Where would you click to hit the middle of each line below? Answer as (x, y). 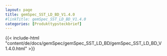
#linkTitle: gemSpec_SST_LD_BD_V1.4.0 (46, 19)
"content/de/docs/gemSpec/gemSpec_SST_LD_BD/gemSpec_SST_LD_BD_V (83, 43)
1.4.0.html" (16, 48)
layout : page (19, 10)
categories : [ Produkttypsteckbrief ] (43, 24)
